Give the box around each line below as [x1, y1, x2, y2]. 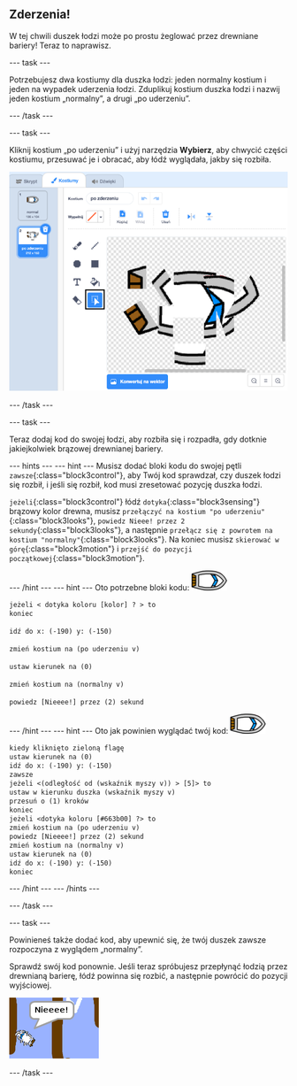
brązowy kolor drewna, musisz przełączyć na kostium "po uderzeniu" [9, 505, 265, 516]
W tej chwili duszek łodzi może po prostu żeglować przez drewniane [9, 30, 259, 41]
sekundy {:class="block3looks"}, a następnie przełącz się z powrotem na [9, 524, 273, 535]
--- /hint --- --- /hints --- [9, 882, 100, 893]
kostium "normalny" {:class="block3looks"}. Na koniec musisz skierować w [9, 534, 280, 544]
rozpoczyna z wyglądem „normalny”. [9, 944, 143, 954]
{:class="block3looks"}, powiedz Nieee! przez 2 [9, 515, 186, 526]
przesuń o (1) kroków [9, 797, 89, 805]
